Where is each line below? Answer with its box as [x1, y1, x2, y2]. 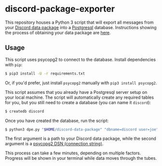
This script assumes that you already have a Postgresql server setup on [5, 89, 148, 95]
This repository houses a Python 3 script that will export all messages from [5, 19, 154, 25]
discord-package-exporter [5, 3, 115, 15]
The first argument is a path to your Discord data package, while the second [5, 136, 157, 141]
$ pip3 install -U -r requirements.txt [5, 71, 85, 76]
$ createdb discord [5, 109, 44, 114]
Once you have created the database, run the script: [5, 118, 109, 123]
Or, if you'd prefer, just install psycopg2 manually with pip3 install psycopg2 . [5, 80, 157, 86]
